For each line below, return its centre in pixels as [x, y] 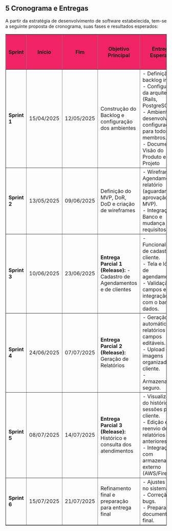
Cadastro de [115, 276]
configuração [117, 121]
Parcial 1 [111, 263]
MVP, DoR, [113, 197]
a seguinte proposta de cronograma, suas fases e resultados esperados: [82, 26]
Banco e [152, 216]
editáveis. [154, 343]
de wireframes [118, 210]
